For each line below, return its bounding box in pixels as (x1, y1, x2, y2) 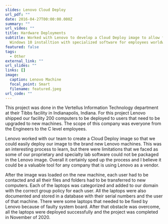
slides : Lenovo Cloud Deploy (5, 7, 66, 12)
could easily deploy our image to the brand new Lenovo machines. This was (5, 141, 162, 147)
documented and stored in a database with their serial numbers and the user (5, 193, 163, 199)
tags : (5, 49, 16, 54)
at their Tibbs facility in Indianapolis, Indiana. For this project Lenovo (5, 110, 146, 116)
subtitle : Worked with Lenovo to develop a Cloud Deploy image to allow (5, 35, 160, 40)
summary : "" (5, 21, 30, 26)
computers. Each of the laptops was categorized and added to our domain (5, 182, 158, 188)
